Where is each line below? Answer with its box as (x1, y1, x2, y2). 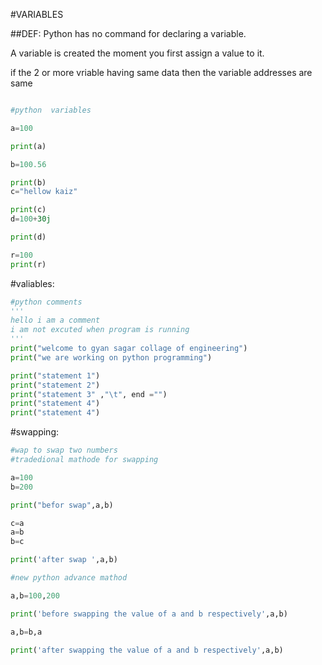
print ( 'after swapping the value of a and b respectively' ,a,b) (10, 645, 284, 655)
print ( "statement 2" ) (10, 380, 101, 390)
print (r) (10, 259, 47, 269)
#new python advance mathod (10, 573, 128, 583)
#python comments (10, 297, 83, 307)
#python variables (10, 105, 92, 115)
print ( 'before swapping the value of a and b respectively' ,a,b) (10, 609, 288, 619)
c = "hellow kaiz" (10, 187, 78, 197)
